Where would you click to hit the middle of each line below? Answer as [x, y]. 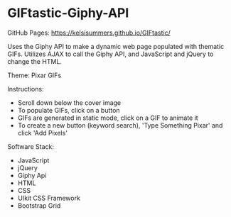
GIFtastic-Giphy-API [68, 13]
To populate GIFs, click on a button [69, 110]
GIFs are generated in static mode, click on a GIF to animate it [108, 118]
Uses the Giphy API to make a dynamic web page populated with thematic [116, 46]
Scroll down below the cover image [69, 102]
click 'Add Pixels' [42, 133]
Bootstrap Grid [39, 205]
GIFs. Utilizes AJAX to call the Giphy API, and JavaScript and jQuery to [111, 54]
